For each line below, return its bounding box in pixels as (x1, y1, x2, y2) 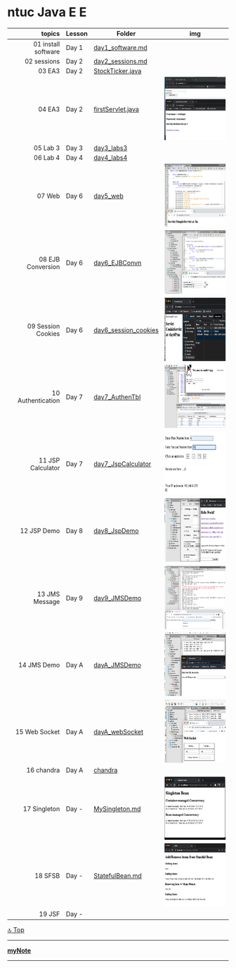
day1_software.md (93, 44, 147, 52)
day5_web (93, 191, 124, 201)
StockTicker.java (93, 67, 142, 75)
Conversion (27, 262, 60, 271)
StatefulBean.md (93, 871, 142, 880)
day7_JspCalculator (93, 460, 152, 468)
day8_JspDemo (93, 527, 139, 535)
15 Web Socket (15, 728, 60, 736)
